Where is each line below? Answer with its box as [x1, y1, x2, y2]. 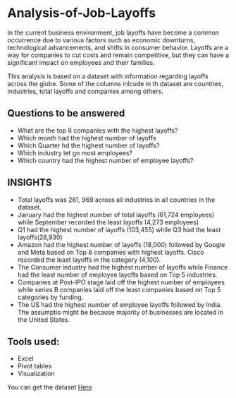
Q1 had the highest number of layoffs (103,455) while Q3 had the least [17, 225, 221, 234]
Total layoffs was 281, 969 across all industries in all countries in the [17, 195, 216, 204]
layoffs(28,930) [17, 233, 63, 241]
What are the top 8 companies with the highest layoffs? [17, 126, 178, 135]
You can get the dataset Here [7, 383, 93, 392]
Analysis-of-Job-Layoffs [7, 5, 156, 21]
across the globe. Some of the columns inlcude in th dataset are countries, [7, 79, 224, 88]
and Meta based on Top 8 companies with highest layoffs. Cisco [17, 248, 204, 256]
